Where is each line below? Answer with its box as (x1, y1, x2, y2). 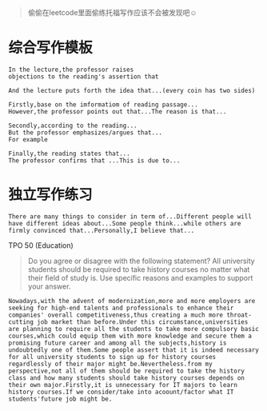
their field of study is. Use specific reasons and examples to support (27, 273, 253, 282)
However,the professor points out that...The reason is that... (8, 107, 227, 115)
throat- (226, 311, 252, 319)
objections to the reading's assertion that (8, 72, 159, 81)
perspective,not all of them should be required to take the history (8, 367, 245, 375)
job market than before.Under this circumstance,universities (37, 317, 249, 326)
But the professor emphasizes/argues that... (8, 128, 162, 137)
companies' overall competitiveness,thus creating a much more (8, 311, 224, 319)
